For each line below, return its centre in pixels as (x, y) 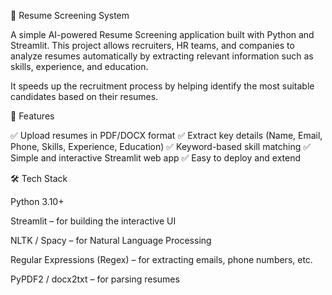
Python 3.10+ (37, 201)
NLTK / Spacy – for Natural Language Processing (111, 240)
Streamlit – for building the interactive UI (93, 221)
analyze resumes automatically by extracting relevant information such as (162, 56)
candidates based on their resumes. (84, 96)
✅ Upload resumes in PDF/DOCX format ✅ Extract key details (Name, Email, (166, 135)
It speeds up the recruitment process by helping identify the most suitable (162, 86)
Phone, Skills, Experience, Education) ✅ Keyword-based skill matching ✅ (161, 146)
